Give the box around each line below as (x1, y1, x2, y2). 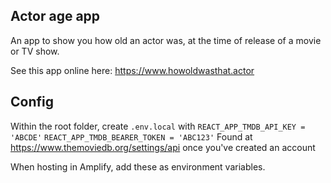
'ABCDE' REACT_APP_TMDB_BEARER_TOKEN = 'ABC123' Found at (10, 130, 253, 143)
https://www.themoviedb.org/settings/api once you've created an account (10, 141, 316, 153)
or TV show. (10, 45, 60, 57)
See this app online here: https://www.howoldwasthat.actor (10, 64, 255, 76)
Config (10, 94, 54, 111)
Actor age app (10, 8, 101, 25)
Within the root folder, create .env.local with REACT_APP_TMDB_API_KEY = (10, 120, 306, 132)
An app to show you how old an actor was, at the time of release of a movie (10, 34, 322, 46)
